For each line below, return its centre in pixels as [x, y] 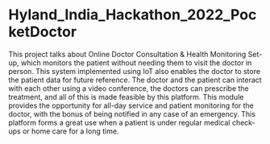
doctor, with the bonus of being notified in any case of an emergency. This [132, 113]
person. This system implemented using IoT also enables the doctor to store [134, 71]
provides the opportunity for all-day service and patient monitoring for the [131, 105]
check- [243, 122]
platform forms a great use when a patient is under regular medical [119, 122]
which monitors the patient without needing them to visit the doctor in [136, 63]
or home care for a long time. [71, 131]
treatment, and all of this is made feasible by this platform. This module [126, 97]
